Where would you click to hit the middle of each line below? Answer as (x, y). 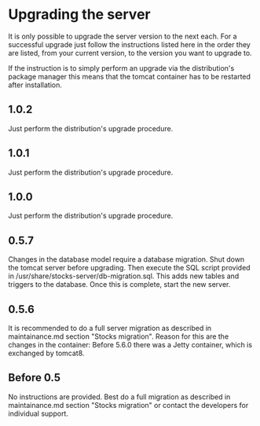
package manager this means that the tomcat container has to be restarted (130, 76)
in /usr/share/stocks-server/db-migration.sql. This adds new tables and (124, 276)
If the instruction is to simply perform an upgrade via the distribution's (121, 68)
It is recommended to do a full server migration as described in (110, 328)
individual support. (38, 413)
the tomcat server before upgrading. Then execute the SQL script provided (129, 268)
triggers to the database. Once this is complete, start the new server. (119, 285)
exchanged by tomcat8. (46, 353)
